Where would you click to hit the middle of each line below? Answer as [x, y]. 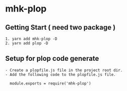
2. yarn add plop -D [27, 43]
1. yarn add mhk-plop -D [31, 39]
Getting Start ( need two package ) [60, 27]
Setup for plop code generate [52, 59]
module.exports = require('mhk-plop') [51, 83]
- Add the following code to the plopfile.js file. [60, 74]
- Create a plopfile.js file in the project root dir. [64, 70]
